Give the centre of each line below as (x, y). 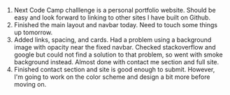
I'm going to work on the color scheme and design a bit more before (112, 77)
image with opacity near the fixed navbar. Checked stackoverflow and (115, 47)
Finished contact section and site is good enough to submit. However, (114, 70)
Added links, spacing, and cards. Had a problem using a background (113, 40)
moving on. (30, 84)
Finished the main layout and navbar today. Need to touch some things (116, 25)
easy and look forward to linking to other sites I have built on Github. (112, 17)
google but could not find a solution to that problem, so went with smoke (118, 54)
